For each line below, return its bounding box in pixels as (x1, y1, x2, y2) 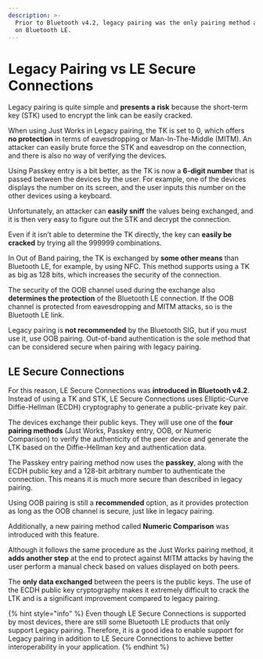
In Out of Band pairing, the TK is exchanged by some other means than (8, 253, 239, 263)
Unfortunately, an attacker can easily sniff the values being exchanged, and (8, 206, 254, 216)
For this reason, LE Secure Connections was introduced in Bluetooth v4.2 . (8, 386, 250, 395)
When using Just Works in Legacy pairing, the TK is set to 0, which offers (8, 126, 245, 136)
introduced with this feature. (8, 530, 99, 540)
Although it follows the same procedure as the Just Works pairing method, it (8, 545, 254, 555)
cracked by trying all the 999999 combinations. (8, 238, 162, 248)
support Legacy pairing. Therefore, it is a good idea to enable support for (8, 625, 244, 635)
